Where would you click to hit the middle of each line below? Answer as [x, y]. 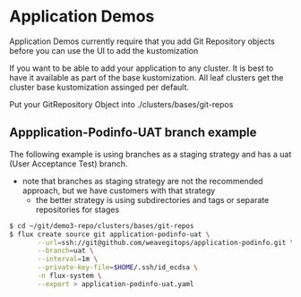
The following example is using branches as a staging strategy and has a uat [150, 154]
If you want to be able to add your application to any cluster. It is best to [142, 68]
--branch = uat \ [65, 251]
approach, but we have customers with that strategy [119, 191]
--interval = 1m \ [68, 259]
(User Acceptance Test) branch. [69, 164]
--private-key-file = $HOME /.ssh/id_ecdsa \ [118, 267]
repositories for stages [77, 209]
